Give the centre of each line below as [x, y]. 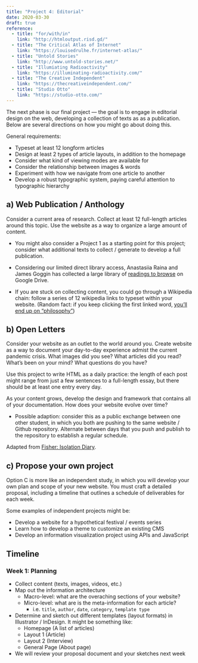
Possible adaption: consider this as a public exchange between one [98, 417]
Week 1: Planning [32, 571]
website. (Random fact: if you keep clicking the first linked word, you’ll [101, 304]
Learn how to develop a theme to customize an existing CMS [89, 529]
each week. [20, 499]
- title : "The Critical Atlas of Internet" [66, 45]
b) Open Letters [36, 329]
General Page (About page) [57, 647]
